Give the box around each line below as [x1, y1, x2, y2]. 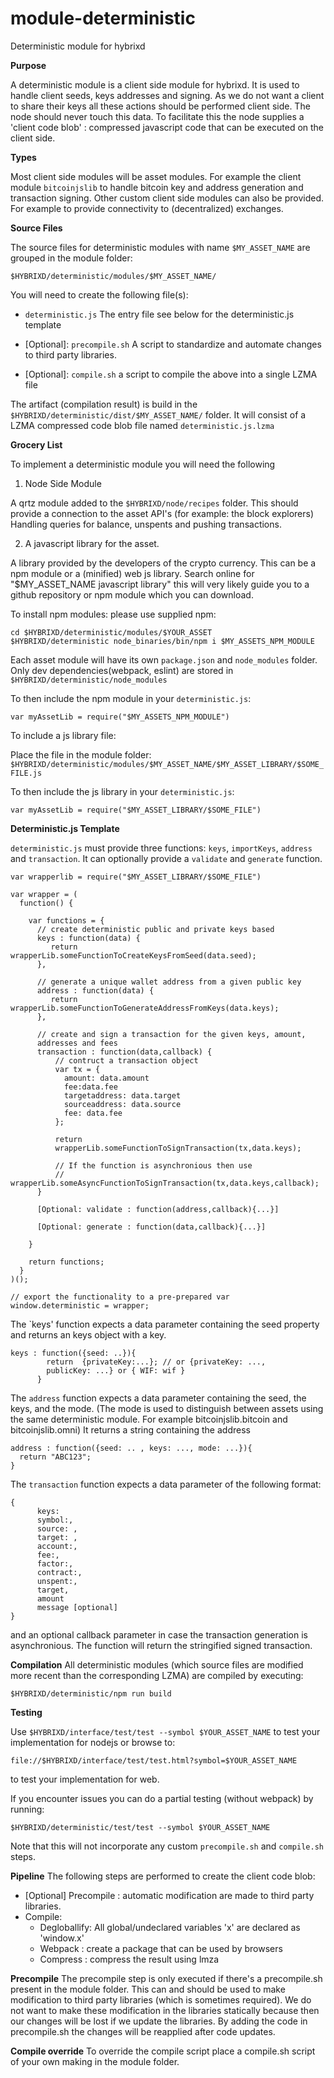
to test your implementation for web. [10, 1773, 160, 1785]
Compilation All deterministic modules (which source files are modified [10, 1658, 304, 1671]
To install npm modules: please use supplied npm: [10, 608, 217, 620]
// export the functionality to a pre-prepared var [10, 1292, 230, 1302]
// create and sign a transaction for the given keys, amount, [36, 1029, 307, 1039]
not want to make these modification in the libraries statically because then [10, 2004, 320, 2016]
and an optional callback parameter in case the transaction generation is [10, 1628, 308, 1641]
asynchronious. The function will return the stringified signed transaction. [10, 1639, 313, 1651]
